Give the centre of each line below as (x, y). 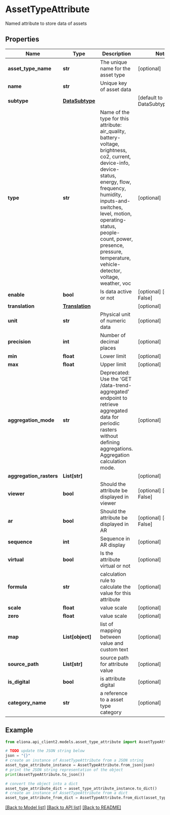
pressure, (112, 251)
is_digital (19, 682)
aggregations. (117, 449)
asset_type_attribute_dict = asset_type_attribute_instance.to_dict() (81, 788)
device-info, (115, 163)
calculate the (116, 586)
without (109, 436)
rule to (108, 580)
